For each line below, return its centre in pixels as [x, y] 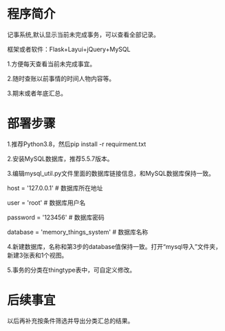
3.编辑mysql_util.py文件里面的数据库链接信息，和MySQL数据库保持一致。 [111, 173]
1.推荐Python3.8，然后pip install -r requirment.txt [77, 144]
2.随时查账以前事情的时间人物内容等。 [61, 78]
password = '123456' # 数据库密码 [56, 217]
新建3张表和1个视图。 [37, 255]
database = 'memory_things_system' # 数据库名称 [78, 232]
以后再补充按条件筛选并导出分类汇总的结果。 [71, 321]
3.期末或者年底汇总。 [37, 93]
